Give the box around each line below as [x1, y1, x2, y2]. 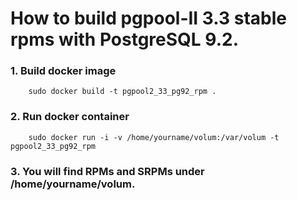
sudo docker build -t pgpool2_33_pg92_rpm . [28, 87, 217, 97]
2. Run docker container [10, 110, 130, 124]
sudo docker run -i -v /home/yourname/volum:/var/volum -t [28, 132, 280, 142]
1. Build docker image [10, 64, 117, 78]
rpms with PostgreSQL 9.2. [10, 28, 239, 51]
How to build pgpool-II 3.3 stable [10, 7, 287, 30]
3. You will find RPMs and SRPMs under [10, 164, 205, 178]
